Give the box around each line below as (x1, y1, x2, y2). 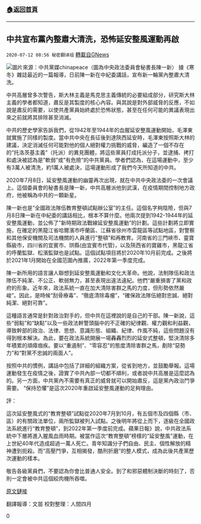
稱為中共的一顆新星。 (26, 191, 80, 199)
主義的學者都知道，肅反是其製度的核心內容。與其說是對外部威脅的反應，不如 (6, 99, 195, 106)
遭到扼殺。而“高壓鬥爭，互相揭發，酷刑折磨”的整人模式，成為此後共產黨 (11, 447, 190, 455)
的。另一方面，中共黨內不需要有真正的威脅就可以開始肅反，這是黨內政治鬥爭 (6, 377, 195, 384)
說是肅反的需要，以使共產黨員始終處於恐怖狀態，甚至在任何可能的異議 (6, 106, 179, 114)
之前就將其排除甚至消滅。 (11, 114, 75, 121)
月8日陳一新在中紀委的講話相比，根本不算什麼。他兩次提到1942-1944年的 (6, 212, 188, 219)
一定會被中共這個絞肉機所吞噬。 (11, 475, 90, 482)
